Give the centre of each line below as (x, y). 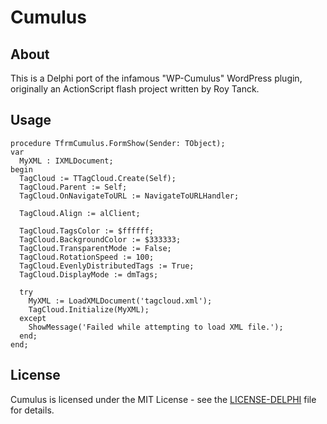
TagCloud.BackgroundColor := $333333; (100, 239)
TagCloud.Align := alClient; (80, 213)
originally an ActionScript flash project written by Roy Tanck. (135, 89)
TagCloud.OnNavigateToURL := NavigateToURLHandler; (129, 196)
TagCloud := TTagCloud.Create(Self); (98, 178)
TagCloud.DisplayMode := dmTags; (89, 274)
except (33, 318)
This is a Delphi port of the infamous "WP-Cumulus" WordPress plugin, (156, 78)
